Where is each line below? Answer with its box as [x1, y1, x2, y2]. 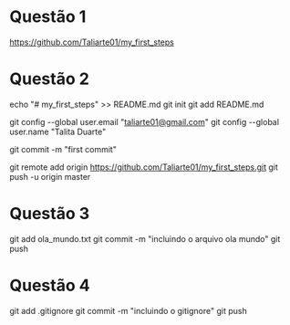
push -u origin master [9, 171, 91, 182]
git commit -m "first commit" [9, 143, 117, 154]
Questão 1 [9, 6, 87, 27]
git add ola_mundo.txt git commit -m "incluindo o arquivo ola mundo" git [9, 233, 281, 244]
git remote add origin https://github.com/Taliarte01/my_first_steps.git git [9, 162, 278, 173]
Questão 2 [9, 68, 89, 89]
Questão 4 [9, 276, 90, 296]
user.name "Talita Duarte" [9, 126, 107, 137]
